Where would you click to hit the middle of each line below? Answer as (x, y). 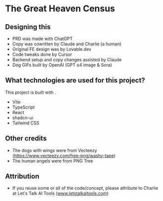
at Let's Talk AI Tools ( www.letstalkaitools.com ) (60, 194)
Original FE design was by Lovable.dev (52, 49)
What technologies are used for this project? (75, 80)
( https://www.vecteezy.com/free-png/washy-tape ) (64, 156)
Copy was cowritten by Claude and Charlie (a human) (67, 44)
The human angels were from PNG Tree (53, 161)
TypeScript (23, 107)
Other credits (26, 139)
